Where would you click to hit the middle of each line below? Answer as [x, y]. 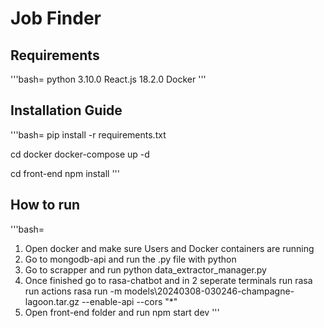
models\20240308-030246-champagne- [209, 291]
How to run [45, 205]
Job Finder [56, 18]
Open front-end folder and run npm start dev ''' [122, 312]
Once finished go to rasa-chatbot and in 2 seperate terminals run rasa [168, 280]
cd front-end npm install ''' [65, 173]
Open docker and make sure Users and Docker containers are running [169, 248]
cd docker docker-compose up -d [80, 154]
